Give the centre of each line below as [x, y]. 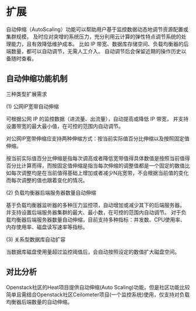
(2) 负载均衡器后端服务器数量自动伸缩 [51, 192]
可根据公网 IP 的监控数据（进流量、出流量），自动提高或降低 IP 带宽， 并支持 [97, 119]
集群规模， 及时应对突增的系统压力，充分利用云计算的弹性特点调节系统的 [94, 36]
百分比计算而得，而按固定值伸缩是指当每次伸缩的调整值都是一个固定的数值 [95, 165]
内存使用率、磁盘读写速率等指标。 [47, 227]
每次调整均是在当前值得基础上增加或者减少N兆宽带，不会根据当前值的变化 [100, 172]
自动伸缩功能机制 [37, 79]
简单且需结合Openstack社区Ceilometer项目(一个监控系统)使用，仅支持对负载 [98, 294]
